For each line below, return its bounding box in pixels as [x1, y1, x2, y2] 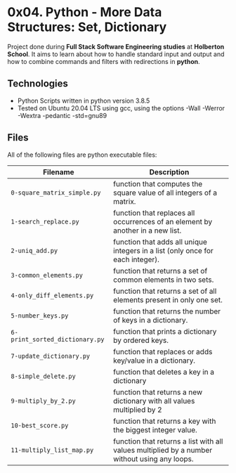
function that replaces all [113, 208, 195, 218]
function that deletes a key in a [113, 367, 215, 377]
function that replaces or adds [113, 346, 213, 356]
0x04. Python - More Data [7, 4, 162, 20]
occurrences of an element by [113, 216, 213, 226]
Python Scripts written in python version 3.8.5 [17, 96, 150, 105]
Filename [43, 167, 75, 176]
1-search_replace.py [11, 217, 79, 226]
